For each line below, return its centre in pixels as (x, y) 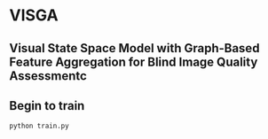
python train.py (39, 126)
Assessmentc (48, 76)
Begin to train (47, 106)
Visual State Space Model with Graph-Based (134, 48)
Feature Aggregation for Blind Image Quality (134, 62)
